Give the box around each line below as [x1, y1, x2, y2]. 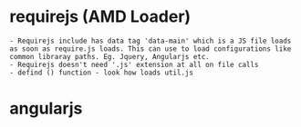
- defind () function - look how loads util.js [9, 68, 194, 77]
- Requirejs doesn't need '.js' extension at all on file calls [9, 60, 259, 69]
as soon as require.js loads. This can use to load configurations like [9, 44, 292, 54]
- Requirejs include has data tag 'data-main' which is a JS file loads [9, 36, 292, 45]
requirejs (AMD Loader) [9, 6, 192, 27]
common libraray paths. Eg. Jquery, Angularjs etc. [9, 52, 210, 61]
